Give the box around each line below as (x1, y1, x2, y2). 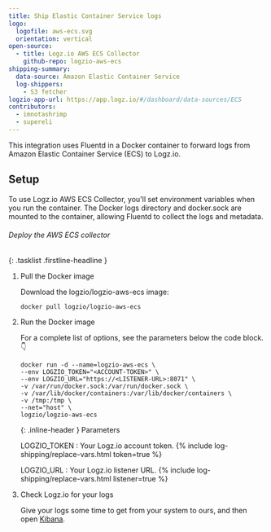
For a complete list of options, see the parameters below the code (20, 332, 242, 342)
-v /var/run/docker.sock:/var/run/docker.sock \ (20, 382, 189, 390)
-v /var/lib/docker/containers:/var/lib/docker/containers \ (20, 389, 233, 398)
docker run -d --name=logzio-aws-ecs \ (20, 360, 156, 369)
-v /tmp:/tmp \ (20, 396, 72, 404)
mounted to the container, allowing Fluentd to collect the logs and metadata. (8, 211, 264, 221)
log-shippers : (15, 80, 63, 88)
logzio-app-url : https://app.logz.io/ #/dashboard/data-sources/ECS (8, 95, 243, 103)
